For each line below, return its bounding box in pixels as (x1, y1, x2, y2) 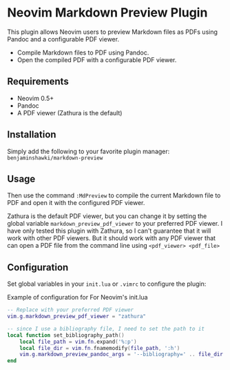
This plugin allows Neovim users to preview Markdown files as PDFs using (7, 28, 218, 36)
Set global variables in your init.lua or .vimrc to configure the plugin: (7, 280, 207, 288)
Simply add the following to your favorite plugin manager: (7, 147, 170, 155)
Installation (7, 129, 56, 141)
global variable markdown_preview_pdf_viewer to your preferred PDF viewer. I (7, 220, 222, 228)
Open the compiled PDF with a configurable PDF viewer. (17, 55, 177, 64)
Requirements (7, 76, 69, 88)
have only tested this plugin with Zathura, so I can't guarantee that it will (7, 226, 211, 235)
